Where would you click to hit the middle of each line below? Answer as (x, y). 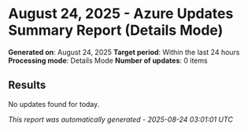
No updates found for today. (54, 104)
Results (27, 85)
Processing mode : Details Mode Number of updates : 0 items (108, 60)
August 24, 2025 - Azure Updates (121, 14)
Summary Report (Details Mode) (116, 30)
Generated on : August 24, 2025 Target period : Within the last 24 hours (124, 52)
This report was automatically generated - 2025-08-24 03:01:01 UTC (121, 119)
